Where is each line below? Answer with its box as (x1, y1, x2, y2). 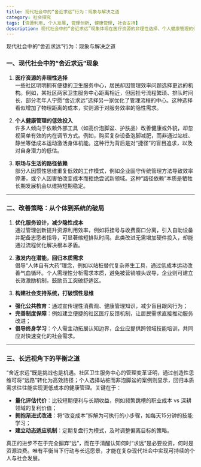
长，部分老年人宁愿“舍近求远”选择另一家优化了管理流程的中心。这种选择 (14, 97, 193, 104)
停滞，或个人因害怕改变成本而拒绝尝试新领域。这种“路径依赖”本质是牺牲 (14, 175, 193, 182)
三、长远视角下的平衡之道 (6, 354, 80, 363)
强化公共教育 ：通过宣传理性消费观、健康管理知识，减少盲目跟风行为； (14, 302, 188, 309)
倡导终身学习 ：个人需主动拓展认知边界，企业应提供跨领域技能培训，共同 (14, 325, 193, 332)
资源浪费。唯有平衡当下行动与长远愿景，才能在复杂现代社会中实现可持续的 (6, 447, 190, 454)
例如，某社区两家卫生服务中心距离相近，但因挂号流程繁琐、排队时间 (25, 89, 193, 96)
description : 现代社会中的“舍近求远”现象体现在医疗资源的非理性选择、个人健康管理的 (6, 25, 193, 32)
